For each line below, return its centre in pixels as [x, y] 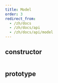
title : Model [18, 10]
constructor [24, 52]
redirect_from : [20, 19]
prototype [21, 74]
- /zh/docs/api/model [31, 32]
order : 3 [14, 14]
